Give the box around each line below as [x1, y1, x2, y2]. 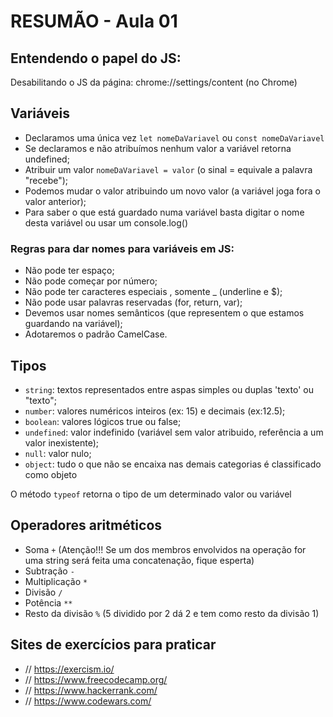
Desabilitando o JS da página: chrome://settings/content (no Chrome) [10, 76, 298, 88]
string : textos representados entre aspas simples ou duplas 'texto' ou [24, 383, 314, 395]
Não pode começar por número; [24, 275, 158, 287]
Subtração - [24, 565, 75, 577]
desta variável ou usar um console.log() [24, 216, 189, 229]
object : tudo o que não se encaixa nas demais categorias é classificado [24, 458, 322, 470]
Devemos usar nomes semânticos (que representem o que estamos [24, 307, 305, 319]
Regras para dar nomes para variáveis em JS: [10, 241, 235, 255]
